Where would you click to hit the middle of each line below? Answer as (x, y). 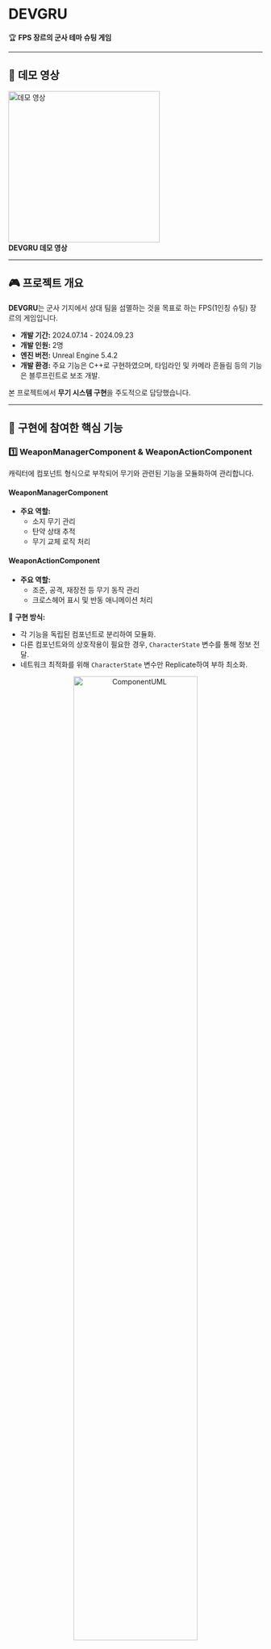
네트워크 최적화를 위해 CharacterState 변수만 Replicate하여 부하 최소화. (134, 664)
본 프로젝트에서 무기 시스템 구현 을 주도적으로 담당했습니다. (100, 392)
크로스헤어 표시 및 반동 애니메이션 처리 (92, 600)
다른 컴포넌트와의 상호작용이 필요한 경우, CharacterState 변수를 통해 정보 (135, 644)
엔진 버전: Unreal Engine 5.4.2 (69, 355)
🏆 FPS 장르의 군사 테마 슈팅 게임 (60, 37)
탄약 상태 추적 (54, 532)
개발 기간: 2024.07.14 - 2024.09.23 (77, 335)
